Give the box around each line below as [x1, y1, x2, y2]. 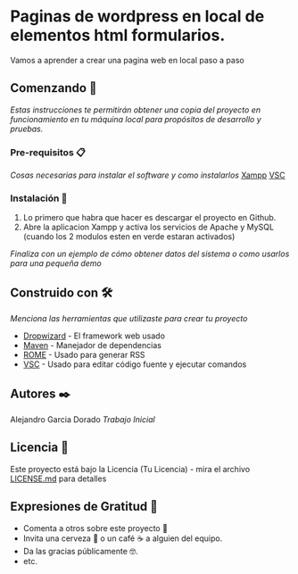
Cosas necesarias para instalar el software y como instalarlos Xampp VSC [10, 170, 286, 180]
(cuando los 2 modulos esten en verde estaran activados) [22, 231, 236, 242]
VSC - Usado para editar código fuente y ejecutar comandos [22, 359, 247, 370]
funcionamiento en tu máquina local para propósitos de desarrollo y [10, 113, 261, 124]
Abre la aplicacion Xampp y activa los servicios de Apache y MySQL [22, 221, 275, 233]
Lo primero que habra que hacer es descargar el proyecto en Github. [22, 212, 277, 223]
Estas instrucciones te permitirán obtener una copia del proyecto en [10, 104, 261, 115]
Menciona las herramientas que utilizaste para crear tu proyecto [10, 313, 248, 324]
